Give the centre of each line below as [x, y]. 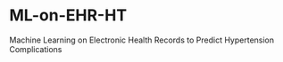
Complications [36, 49]
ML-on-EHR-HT [68, 15]
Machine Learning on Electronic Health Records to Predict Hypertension [142, 40]
